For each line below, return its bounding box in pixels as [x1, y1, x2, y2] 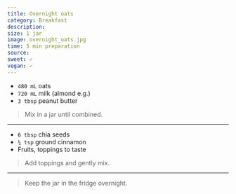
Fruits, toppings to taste [17, 145, 86, 153]
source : [7, 50, 30, 57]
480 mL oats [17, 81, 51, 90]
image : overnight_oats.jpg [7, 36, 86, 43]
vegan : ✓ [7, 62, 33, 69]
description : [7, 23, 46, 30]
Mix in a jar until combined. [24, 110, 103, 118]
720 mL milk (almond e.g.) [17, 89, 91, 97]
